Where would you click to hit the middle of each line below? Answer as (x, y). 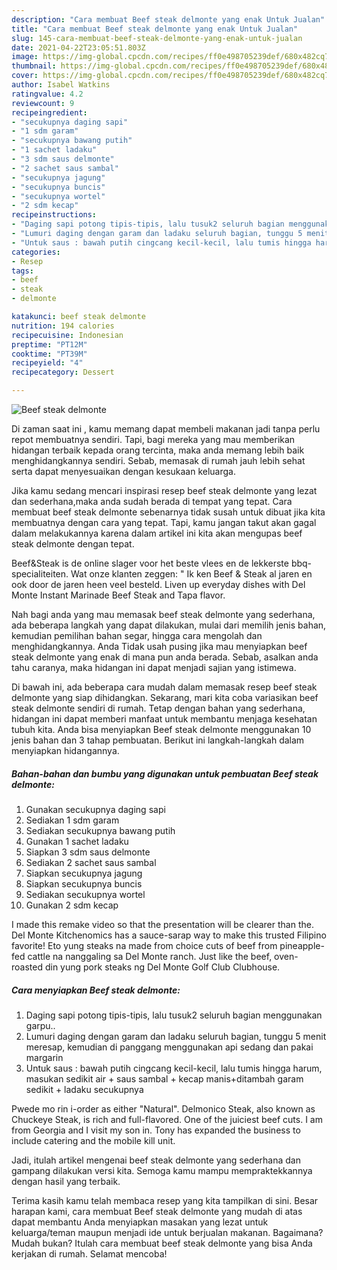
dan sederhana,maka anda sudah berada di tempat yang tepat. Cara (152, 501)
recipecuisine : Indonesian (67, 335)
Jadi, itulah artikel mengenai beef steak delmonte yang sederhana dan (156, 1160)
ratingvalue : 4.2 (47, 94)
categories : (36, 252)
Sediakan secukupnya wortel (85, 894)
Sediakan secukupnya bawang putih (100, 830)
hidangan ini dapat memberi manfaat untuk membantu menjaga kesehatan (164, 719)
